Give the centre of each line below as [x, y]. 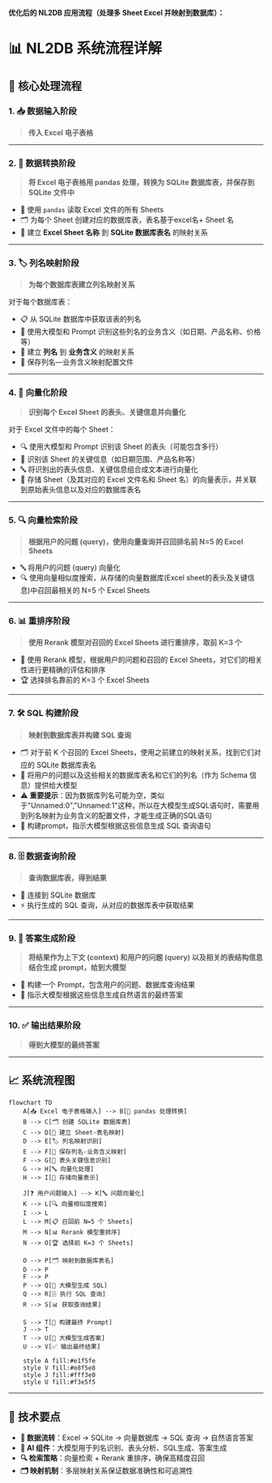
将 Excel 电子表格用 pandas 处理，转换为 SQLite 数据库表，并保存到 [141, 182]
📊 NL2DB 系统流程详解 [85, 49]
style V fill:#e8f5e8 [59, 1368]
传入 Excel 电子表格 [61, 132]
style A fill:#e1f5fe [59, 1361]
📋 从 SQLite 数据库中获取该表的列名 [81, 319]
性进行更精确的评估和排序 [63, 670]
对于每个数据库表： [40, 302]
